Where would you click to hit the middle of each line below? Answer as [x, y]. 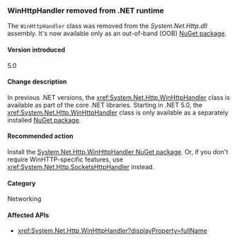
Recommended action [40, 136]
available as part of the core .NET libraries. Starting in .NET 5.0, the [105, 105]
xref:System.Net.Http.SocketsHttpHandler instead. [81, 167]
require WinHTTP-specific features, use [65, 159]
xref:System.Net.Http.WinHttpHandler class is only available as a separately [118, 113]
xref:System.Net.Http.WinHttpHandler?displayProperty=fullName [112, 231]
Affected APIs [28, 215]
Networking [24, 199]
